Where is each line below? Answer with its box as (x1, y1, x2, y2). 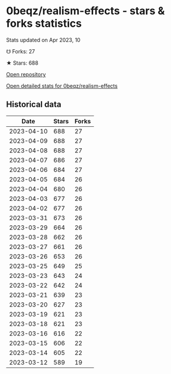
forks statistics (6, 17, 82, 30)
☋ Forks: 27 (6, 47, 36, 55)
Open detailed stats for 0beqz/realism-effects (6, 82, 118, 89)
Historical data (6, 100, 62, 110)
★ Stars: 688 (6, 59, 38, 66)
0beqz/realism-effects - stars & (6, 4, 165, 18)
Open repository (6, 71, 46, 78)
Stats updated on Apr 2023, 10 (6, 36, 81, 43)
